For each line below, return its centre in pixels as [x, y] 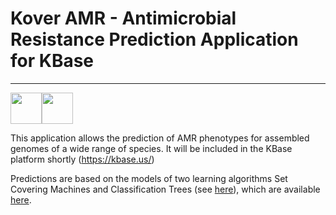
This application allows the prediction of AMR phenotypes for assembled [160, 138]
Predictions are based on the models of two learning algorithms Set [149, 178]
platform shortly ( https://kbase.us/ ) [82, 159]
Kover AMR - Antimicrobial [123, 18]
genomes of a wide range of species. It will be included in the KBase [151, 148]
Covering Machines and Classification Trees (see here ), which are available [165, 189]
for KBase [52, 61]
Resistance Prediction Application [154, 39]
